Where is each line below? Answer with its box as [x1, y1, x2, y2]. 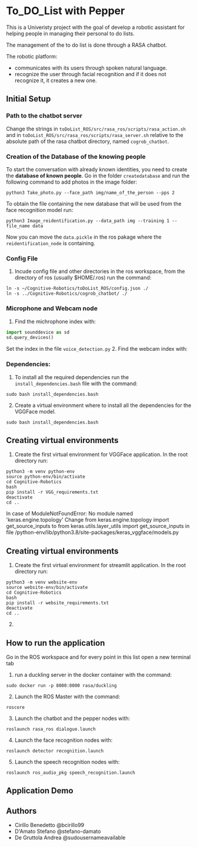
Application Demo [6, 786, 74, 796]
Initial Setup [6, 94, 51, 104]
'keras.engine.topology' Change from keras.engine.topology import [6, 516, 169, 523]
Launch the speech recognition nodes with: [14, 758, 120, 765]
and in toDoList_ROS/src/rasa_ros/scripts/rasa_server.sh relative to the [6, 131, 183, 138]
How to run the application [6, 638, 105, 648]
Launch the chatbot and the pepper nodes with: [14, 715, 131, 722]
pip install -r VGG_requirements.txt [6, 489, 99, 496]
